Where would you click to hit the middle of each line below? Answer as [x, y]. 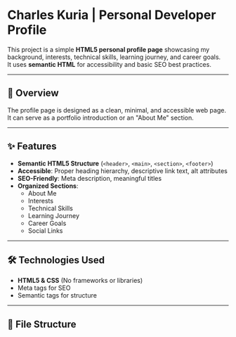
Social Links [45, 230]
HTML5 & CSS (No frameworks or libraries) [80, 281]
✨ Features [32, 147]
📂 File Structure [42, 324]
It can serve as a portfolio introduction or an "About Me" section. [101, 117]
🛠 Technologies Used [56, 260]
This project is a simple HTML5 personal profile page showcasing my [109, 49]
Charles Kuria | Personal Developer [112, 15]
